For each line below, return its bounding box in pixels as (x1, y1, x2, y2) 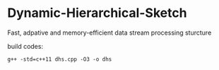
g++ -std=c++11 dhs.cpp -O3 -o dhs (7, 55, 112, 63)
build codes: (7, 42, 44, 50)
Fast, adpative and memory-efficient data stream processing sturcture (7, 28, 212, 37)
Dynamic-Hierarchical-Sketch (7, 5, 187, 21)
